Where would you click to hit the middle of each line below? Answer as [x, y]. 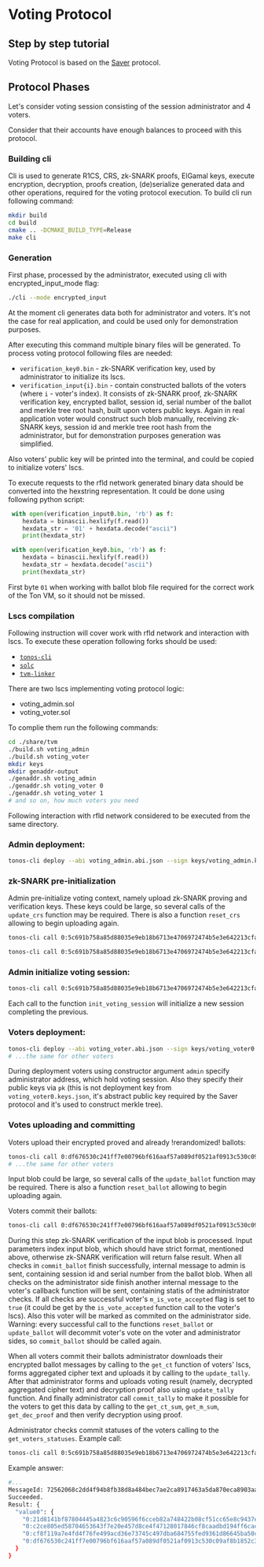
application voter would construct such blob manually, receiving [123, 419]
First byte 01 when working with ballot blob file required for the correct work [131, 587]
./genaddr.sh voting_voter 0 [56, 786]
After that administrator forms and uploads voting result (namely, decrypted [130, 1382]
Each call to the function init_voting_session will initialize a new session [126, 1003]
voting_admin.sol [47, 704]
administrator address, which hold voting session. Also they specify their [126, 1079]
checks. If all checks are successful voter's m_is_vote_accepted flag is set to [132, 1299]
